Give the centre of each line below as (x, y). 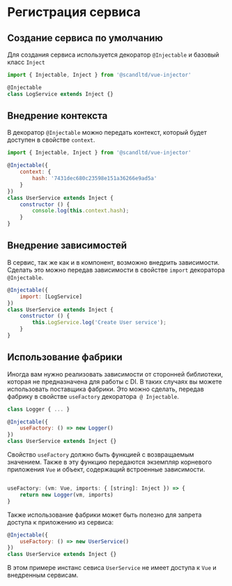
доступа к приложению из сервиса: (60, 522)
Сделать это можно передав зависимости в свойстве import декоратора (116, 270)
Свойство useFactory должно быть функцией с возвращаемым (101, 455)
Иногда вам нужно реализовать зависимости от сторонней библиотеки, (115, 374)
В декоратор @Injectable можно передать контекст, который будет (107, 133)
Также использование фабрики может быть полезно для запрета (105, 515)
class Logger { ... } (39, 409)
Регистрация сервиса (74, 12)
